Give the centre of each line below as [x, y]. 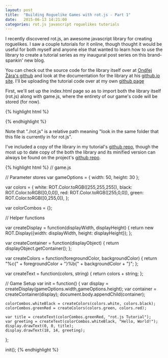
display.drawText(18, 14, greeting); [45, 330]
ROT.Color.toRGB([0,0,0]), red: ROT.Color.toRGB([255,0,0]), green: [75, 193]
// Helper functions [25, 218]
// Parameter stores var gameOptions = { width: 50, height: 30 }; [73, 177]
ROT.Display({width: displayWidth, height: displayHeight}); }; [69, 233]
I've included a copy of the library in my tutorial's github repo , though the [82, 147]
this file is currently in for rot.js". [39, 137]
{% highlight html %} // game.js [38, 168]
